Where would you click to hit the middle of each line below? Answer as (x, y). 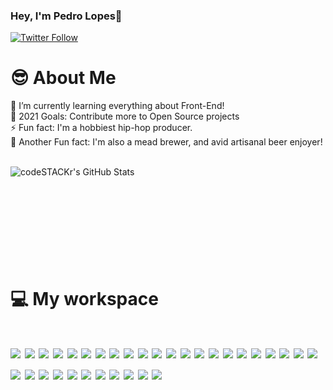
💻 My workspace (84, 299)
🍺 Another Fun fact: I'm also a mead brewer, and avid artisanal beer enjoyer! (166, 142)
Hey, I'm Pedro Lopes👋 (66, 16)
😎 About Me (63, 78)
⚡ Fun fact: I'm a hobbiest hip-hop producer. (101, 128)
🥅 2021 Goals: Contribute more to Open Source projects (125, 116)
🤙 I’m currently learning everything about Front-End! (117, 106)
